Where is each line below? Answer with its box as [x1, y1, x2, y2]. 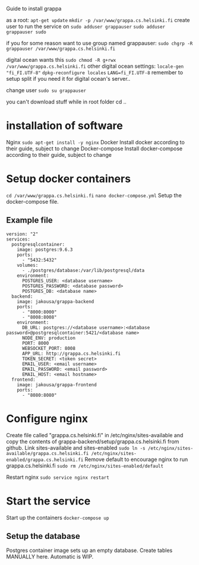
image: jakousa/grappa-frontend [17, 381, 97, 388]
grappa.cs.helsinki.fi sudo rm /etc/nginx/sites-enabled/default [6, 462, 164, 469]
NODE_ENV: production [21, 335, 76, 341]
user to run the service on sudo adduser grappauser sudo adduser [6, 23, 166, 30]
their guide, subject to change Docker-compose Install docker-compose [6, 145, 183, 152]
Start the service [6, 494, 91, 507]
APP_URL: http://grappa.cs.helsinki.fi [21, 351, 121, 356]
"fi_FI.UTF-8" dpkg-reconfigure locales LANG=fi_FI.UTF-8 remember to [6, 69, 183, 76]
